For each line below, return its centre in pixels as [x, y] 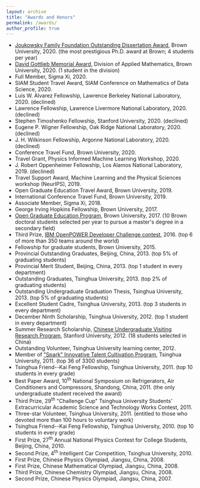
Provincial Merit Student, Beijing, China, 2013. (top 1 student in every [99, 266]
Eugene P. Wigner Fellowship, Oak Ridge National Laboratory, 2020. [98, 127]
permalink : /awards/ [32, 23]
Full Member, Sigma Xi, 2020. [51, 77]
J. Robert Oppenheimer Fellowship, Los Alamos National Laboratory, [99, 165]
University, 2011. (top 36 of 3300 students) [67, 361]
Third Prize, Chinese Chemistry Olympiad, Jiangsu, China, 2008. [94, 472]
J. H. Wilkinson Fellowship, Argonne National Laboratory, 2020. [92, 140]
